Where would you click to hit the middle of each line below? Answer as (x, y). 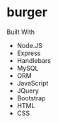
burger (27, 12)
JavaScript (33, 83)
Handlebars (34, 60)
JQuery (28, 90)
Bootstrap (31, 98)
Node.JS (30, 45)
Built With (21, 32)
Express (29, 53)
